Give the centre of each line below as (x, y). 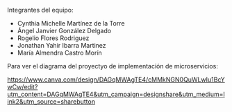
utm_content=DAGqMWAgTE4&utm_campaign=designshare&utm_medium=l (116, 94)
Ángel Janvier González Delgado (64, 31)
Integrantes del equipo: (41, 10)
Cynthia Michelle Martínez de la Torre (71, 23)
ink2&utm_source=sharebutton (51, 102)
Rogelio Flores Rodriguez (53, 38)
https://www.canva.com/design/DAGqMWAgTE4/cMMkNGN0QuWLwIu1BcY (116, 80)
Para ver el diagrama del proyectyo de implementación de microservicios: (113, 66)
